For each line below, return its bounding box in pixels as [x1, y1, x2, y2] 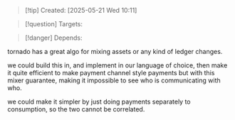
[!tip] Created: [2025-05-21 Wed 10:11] [24, 6, 137, 14]
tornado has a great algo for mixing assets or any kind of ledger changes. [7, 48, 223, 55]
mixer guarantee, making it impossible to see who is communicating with [7, 76, 221, 84]
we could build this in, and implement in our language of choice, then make [7, 61, 228, 70]
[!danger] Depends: [24, 33, 83, 42]
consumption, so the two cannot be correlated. [7, 105, 145, 113]
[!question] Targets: [24, 20, 83, 28]
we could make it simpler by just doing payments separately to [7, 97, 191, 106]
